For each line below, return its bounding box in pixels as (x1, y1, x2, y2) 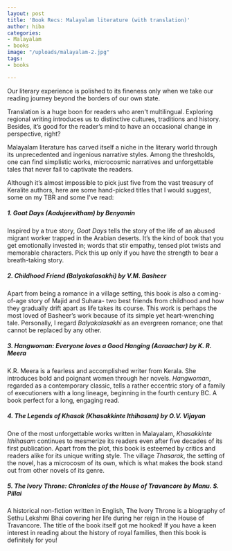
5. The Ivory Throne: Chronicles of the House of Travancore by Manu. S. (7, 482, 220, 490)
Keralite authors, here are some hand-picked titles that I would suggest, (7, 186, 211, 194)
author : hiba (7, 23, 45, 30)
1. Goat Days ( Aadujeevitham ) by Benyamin (7, 209, 135, 217)
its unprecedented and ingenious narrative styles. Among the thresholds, (7, 150, 215, 159)
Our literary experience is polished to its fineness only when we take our (7, 87, 213, 95)
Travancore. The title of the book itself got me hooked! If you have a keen (7, 521, 217, 530)
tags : (7, 55, 23, 62)
